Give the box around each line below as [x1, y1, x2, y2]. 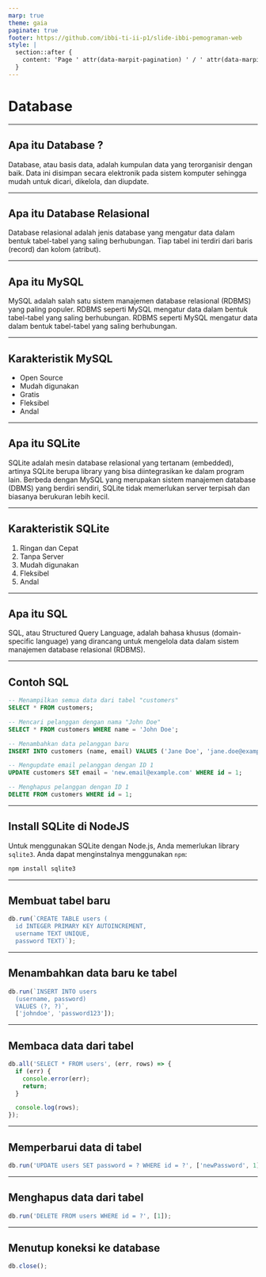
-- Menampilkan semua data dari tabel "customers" [8, 697, 179, 705]
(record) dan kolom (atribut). [8, 245, 101, 254]
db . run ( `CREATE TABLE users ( [8, 915, 108, 923]
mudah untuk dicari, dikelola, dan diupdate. [8, 176, 149, 186]
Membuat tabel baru [8, 894, 111, 908]
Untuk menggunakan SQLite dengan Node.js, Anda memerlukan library [8, 841, 240, 851]
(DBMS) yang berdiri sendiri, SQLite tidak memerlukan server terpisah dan [8, 483, 251, 492]
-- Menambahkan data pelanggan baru [8, 740, 129, 747]
